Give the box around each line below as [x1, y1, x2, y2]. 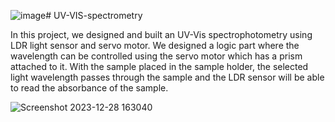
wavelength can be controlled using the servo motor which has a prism [10, 50, 303, 62]
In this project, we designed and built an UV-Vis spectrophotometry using [10, 29, 313, 40]
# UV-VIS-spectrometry [45, 10, 143, 21]
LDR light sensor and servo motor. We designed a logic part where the [10, 40, 300, 51]
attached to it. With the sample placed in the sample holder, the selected [10, 61, 309, 72]
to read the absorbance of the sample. [10, 82, 169, 94]
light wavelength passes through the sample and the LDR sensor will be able [10, 71, 325, 83]
